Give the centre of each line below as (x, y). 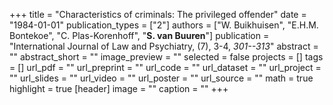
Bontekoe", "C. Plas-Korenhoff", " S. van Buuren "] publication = (139, 35)
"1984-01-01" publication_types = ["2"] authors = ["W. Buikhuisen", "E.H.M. (164, 25)
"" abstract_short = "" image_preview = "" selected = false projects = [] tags (166, 57)
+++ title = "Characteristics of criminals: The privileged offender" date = (158, 14)
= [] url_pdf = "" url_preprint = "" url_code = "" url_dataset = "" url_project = (165, 67)
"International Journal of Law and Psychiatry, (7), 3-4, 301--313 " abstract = (164, 46)
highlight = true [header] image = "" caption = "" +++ (119, 88)
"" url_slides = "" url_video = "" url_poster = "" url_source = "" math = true (161, 78)
